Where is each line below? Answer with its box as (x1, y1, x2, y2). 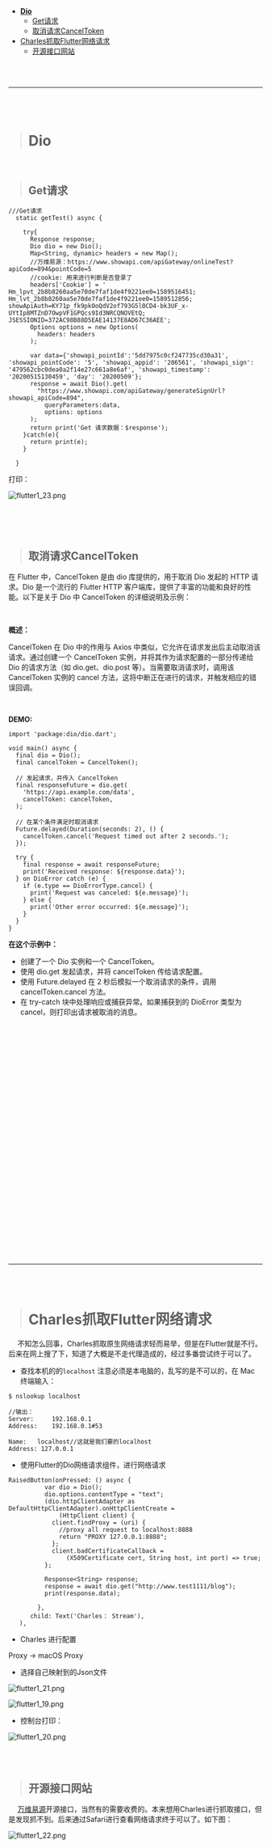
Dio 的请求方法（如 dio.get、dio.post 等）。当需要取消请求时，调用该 (8, 662, 235, 672)
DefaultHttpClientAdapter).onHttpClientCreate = (8, 1504, 175, 1512)
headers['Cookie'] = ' (29, 281, 106, 290)
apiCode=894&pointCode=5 (8, 265, 92, 273)
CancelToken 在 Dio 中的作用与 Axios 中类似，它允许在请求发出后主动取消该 (8, 642, 261, 652)
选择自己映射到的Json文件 (19, 1667, 107, 1677)
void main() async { (8, 744, 78, 752)
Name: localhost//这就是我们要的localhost (8, 1437, 152, 1446)
